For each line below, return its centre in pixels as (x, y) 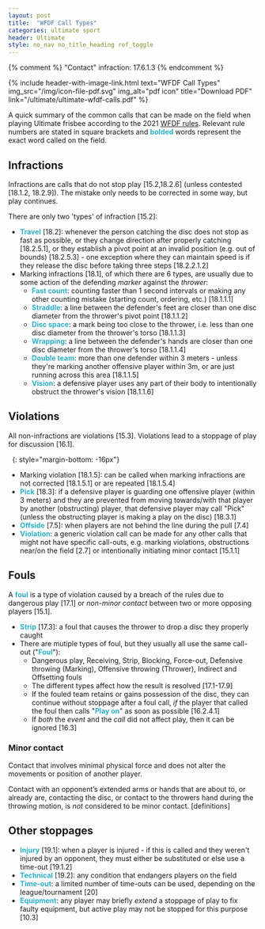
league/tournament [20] (59, 892)
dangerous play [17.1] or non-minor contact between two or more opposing (130, 603)
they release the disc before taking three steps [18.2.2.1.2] (114, 265)
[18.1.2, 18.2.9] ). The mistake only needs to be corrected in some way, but (128, 192)
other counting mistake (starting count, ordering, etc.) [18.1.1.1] (132, 299)
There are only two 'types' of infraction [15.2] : (83, 216)
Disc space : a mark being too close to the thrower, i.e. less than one (142, 324)
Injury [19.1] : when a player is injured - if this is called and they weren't (134, 850)
